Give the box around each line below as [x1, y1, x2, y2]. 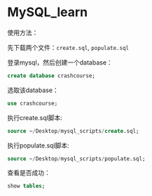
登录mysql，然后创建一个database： [7, 58, 113, 67]
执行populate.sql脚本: [7, 141, 70, 150]
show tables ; [7, 183, 46, 190]
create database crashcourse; [7, 72, 96, 79]
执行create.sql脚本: [7, 113, 63, 122]
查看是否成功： [7, 169, 50, 177]
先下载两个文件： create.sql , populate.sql [7, 43, 130, 51]
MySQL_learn [7, 4, 88, 20]
